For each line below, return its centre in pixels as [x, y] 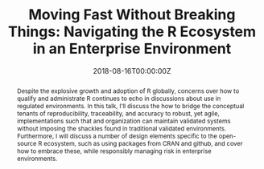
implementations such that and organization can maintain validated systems [124, 121]
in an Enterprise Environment [132, 49]
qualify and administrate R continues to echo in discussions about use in [119, 98]
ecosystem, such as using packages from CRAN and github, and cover [143, 143]
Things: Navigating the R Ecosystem [132, 32]
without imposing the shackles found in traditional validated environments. [122, 129]
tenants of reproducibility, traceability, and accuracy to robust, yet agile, [118, 113]
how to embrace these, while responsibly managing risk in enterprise [114, 151]
